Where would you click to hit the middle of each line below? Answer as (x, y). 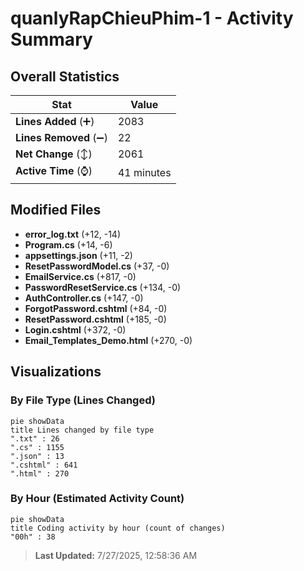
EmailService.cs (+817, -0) (80, 276)
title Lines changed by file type (82, 430)
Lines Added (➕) (55, 121)
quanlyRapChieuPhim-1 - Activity (152, 18)
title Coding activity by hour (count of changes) (118, 528)
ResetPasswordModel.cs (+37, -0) (97, 266)
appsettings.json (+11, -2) (78, 255)
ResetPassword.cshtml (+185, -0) (95, 319)
